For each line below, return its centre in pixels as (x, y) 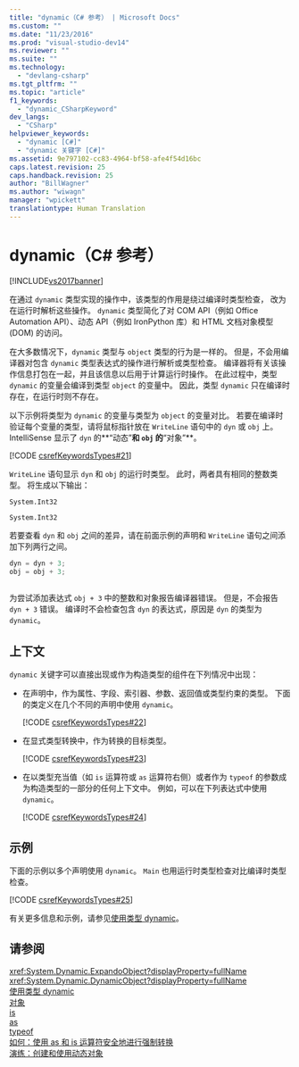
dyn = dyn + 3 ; (37, 563)
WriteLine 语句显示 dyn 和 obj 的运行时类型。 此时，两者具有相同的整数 (140, 473)
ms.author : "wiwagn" (48, 192)
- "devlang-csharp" (54, 76)
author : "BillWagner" (50, 184)
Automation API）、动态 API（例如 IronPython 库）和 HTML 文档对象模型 (141, 321)
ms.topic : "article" (48, 92)
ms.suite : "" (33, 59)
